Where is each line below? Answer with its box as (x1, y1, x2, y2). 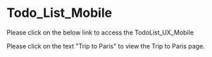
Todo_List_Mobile (6, 5, 113, 21)
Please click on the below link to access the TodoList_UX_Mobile (6, 28, 194, 37)
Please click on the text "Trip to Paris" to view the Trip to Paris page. (6, 42, 205, 50)
